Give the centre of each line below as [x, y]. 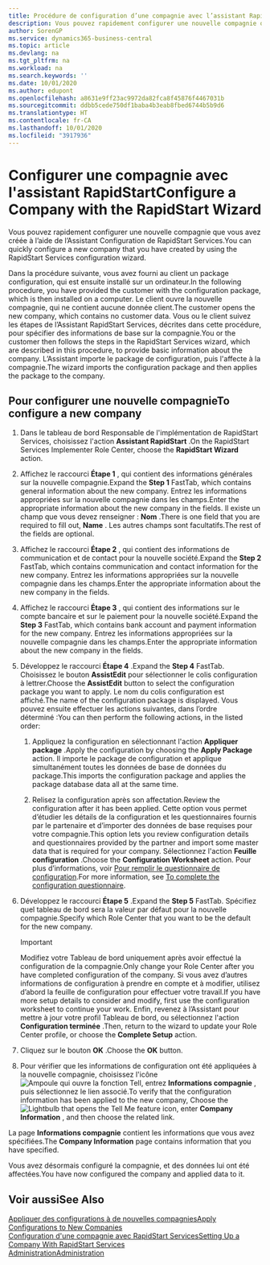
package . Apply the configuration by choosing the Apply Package [142, 750]
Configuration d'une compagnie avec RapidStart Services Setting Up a [124, 1236]
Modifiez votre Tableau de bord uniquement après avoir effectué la [131, 958]
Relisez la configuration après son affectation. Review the [126, 800]
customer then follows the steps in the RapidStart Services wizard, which [129, 341]
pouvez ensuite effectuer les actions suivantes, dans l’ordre [119, 709]
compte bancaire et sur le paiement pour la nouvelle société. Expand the [139, 616]
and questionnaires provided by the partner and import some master [145, 843]
